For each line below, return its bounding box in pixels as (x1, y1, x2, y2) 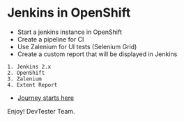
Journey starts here (17, 94, 75, 102)
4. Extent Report (7, 81, 58, 88)
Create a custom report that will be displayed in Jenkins (17, 50, 178, 58)
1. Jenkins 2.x (7, 63, 52, 70)
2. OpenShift (7, 69, 45, 76)
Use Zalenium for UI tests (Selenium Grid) (17, 42, 137, 51)
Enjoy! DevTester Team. (7, 107, 75, 115)
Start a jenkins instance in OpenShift (17, 28, 122, 36)
